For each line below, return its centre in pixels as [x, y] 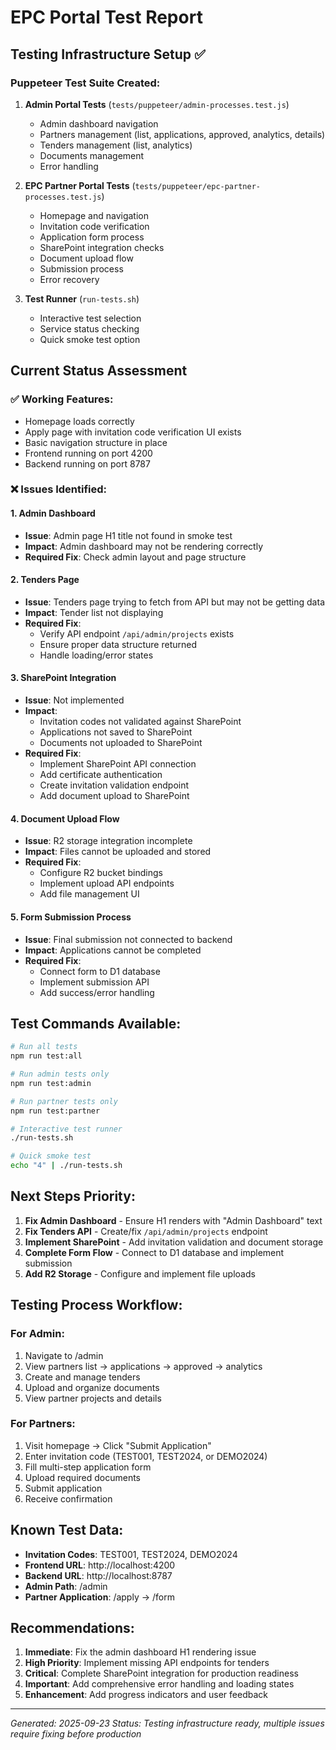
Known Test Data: [67, 1530]
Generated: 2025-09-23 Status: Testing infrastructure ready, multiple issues [167, 1723]
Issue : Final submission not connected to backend [128, 939]
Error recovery [69, 279]
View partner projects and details [93, 1398]
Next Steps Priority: [73, 1196]
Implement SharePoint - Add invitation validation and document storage [174, 1242]
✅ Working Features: [62, 399]
